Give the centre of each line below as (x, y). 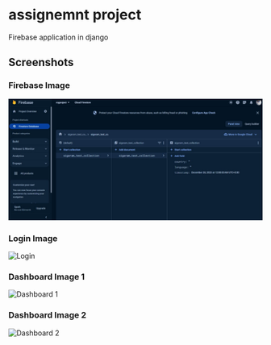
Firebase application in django (58, 37)
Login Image (33, 238)
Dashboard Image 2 (48, 315)
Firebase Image (39, 85)
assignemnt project (75, 15)
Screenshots (41, 62)
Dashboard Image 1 (47, 277)
